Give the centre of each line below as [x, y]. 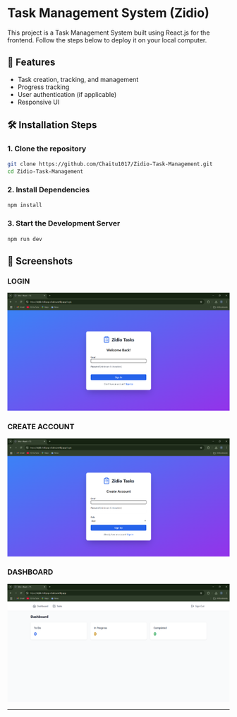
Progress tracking [43, 87]
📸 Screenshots [40, 261]
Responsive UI [38, 102]
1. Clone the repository [47, 148]
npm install [25, 205]
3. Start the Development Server [64, 223]
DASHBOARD [30, 572]
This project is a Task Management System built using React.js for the [109, 33]
